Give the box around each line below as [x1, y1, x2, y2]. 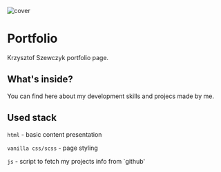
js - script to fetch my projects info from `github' [7, 157, 146, 165]
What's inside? [7, 73, 74, 86]
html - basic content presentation [7, 130, 102, 138]
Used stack [7, 112, 57, 124]
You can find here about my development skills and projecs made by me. [7, 92, 214, 100]
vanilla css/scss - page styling [7, 144, 98, 152]
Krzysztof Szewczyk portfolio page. [7, 53, 109, 61]
